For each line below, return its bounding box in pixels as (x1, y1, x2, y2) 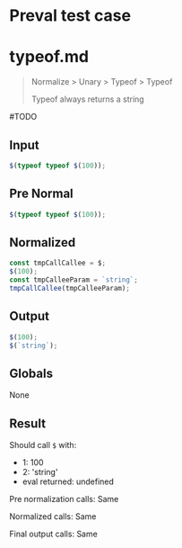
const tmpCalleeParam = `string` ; (9, 275, 139, 284)
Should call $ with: (9, 440, 77, 450)
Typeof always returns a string (30, 94, 145, 104)
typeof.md (9, 47, 90, 67)
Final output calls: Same (9, 528, 99, 539)
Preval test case (9, 5, 132, 26)
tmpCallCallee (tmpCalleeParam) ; (9, 283, 130, 292)
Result (9, 416, 47, 431)
